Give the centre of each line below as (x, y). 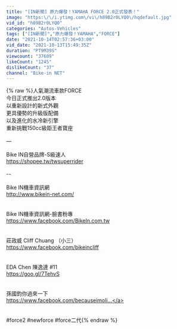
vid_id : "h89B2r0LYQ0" (34, 23)
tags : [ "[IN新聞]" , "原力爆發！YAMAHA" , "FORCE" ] (63, 34)
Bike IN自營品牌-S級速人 (36, 155)
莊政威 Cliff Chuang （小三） (41, 240)
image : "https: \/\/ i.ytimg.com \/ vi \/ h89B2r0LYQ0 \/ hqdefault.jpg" (89, 17)
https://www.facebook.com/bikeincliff (53, 247)
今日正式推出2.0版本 (31, 98)
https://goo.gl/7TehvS (33, 274)
